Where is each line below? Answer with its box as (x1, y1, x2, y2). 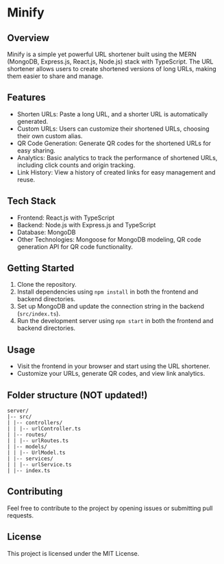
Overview (7, 32, 50, 44)
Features (7, 92, 46, 103)
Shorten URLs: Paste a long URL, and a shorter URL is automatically (16, 110, 208, 118)
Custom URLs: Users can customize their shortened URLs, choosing (16, 125, 210, 133)
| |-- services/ (7, 455, 53, 463)
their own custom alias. (16, 131, 83, 140)
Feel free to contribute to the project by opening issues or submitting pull (7, 504, 213, 512)
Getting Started (7, 262, 75, 274)
